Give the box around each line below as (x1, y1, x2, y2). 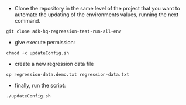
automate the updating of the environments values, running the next (14, 11, 179, 18)
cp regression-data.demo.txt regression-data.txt (6, 72, 130, 78)
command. (14, 17, 41, 24)
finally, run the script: (14, 82, 66, 89)
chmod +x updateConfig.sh (6, 50, 69, 56)
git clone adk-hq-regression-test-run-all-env (6, 29, 122, 34)
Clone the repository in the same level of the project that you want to (14, 5, 180, 12)
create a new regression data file (14, 61, 94, 67)
